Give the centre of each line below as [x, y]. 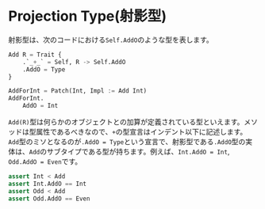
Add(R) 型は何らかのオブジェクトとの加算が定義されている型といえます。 [126, 122]
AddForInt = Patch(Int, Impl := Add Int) [78, 91]
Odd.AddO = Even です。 [45, 161]
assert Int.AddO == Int [48, 184]
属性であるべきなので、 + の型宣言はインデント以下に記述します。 [141, 132]
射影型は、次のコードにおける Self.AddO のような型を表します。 [111, 40]
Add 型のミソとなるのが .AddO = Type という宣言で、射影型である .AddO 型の [127, 142]
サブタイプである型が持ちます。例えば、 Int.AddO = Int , [138, 152]
